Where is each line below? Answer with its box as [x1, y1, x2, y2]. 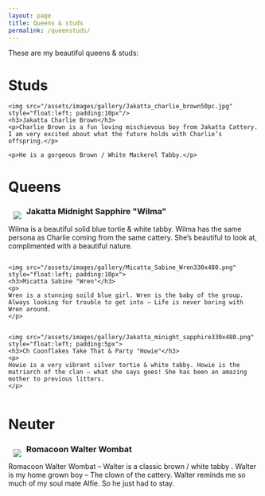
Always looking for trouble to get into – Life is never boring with [8, 298, 244, 307]
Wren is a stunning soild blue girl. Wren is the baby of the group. [8, 291, 244, 299]
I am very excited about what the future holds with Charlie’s [8, 131, 223, 139]
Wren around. [8, 305, 52, 313]
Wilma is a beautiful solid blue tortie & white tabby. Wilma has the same [8, 224, 242, 233]
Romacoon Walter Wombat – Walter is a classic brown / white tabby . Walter [8, 462, 257, 471]
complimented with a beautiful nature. [8, 240, 133, 251]
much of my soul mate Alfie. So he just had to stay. [8, 478, 175, 488]
